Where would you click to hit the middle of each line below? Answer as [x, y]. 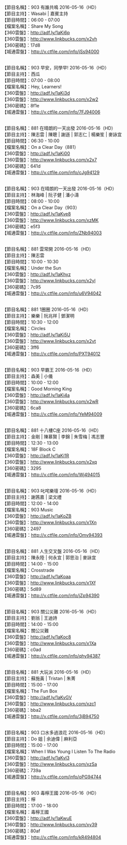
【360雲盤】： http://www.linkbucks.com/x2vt [49, 341]
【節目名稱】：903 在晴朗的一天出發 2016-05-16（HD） [59, 189]
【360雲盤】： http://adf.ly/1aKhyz [37, 274]
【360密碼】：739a [22, 770]
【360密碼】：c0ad [22, 650]
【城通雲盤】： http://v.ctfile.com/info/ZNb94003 [52, 233]
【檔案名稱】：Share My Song [33, 26]
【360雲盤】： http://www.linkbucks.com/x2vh [50, 39]
